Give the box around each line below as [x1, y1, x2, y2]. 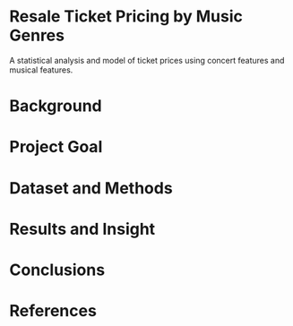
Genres [9, 25, 65, 46]
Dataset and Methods [9, 177, 173, 198]
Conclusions [9, 260, 106, 279]
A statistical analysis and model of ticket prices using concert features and [9, 55, 285, 65]
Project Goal [9, 137, 103, 158]
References [9, 301, 97, 322]
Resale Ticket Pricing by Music [9, 6, 244, 27]
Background [9, 96, 102, 116]
